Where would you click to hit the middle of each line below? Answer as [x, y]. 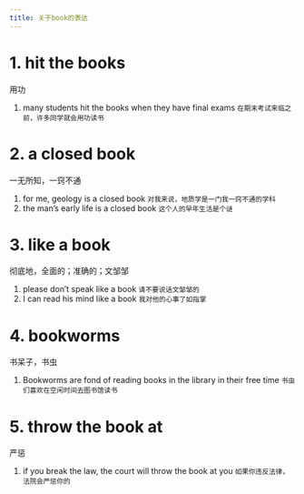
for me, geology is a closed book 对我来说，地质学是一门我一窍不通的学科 [149, 198]
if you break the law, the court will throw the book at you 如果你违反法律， [156, 471]
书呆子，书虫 [33, 362]
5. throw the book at [86, 426]
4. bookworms [65, 335]
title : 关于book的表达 [49, 18]
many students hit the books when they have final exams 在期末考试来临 [153, 107]
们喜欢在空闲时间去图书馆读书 [70, 391]
